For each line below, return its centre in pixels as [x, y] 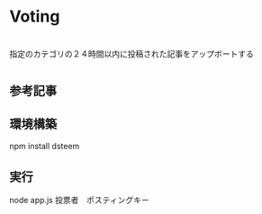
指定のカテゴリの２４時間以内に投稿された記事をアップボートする [131, 54]
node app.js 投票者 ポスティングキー [80, 201]
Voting [35, 17]
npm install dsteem [45, 147]
